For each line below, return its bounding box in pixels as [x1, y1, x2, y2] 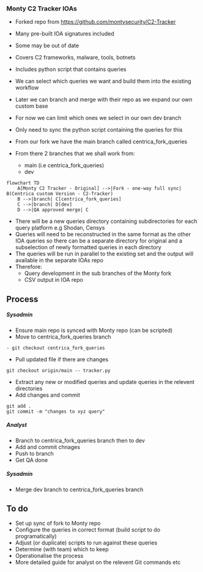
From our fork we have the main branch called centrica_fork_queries [15, 138, 188, 145]
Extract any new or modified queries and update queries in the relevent [15, 378, 194, 385]
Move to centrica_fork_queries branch [15, 333, 111, 341]
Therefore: [15, 263, 42, 271]
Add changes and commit [15, 391, 81, 399]
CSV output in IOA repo [24, 276, 84, 284]
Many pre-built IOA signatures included [15, 30, 114, 37]
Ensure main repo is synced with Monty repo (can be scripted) [15, 326, 173, 334]
